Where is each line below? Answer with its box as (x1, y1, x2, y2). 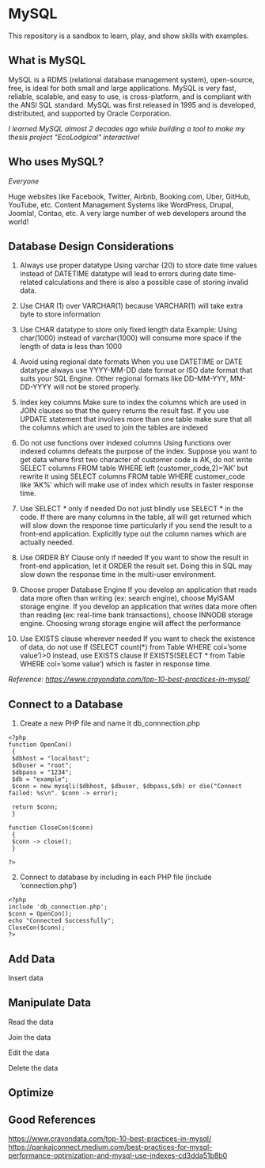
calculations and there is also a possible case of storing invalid (44, 278, 249, 287)
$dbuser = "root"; (11, 761, 73, 770)
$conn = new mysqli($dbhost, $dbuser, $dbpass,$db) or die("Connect (11, 783, 243, 791)
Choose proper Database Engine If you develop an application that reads (19, 585, 257, 594)
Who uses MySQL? (8, 155, 104, 169)
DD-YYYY (19, 382, 52, 392)
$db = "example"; (11, 776, 69, 783)
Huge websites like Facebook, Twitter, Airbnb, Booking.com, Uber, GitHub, (8, 192, 251, 201)
